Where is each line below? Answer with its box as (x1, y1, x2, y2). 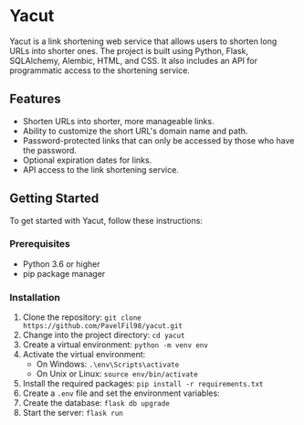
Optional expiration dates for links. (22, 154, 152, 165)
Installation (9, 291, 61, 303)
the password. (22, 144, 78, 155)
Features (9, 91, 61, 107)
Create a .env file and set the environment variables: (22, 388, 221, 398)
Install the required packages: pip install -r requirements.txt (22, 378, 264, 389)
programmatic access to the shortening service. (9, 65, 190, 76)
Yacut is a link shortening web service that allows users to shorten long (9, 36, 278, 47)
